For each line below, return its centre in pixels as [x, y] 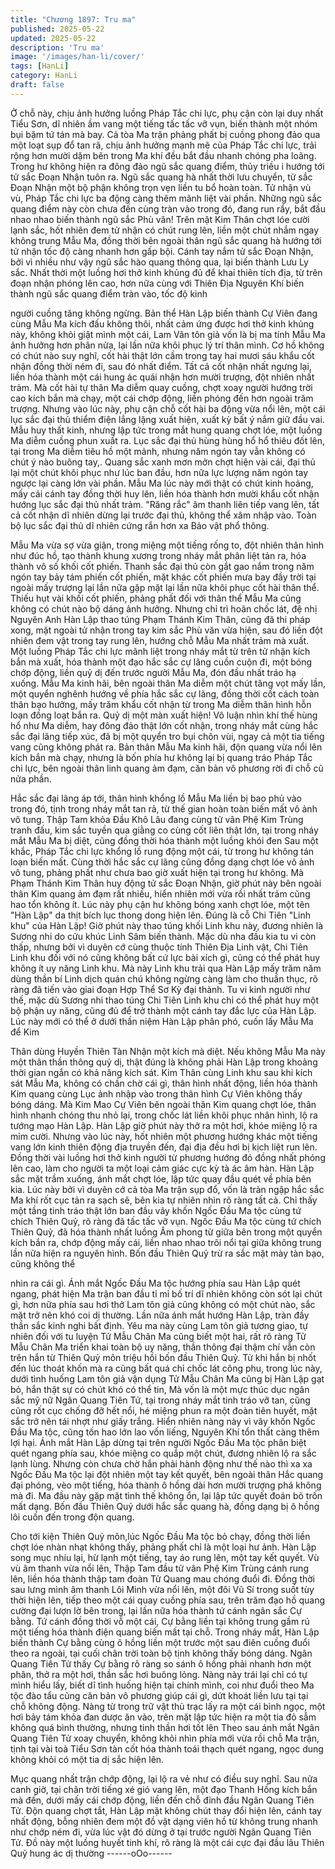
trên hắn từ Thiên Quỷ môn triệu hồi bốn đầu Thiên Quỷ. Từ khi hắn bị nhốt [163, 1357]
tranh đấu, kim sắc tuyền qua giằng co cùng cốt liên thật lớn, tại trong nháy [164, 830]
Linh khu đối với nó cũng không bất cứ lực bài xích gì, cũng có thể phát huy [165, 957]
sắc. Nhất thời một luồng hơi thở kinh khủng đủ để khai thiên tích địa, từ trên [166, 272]
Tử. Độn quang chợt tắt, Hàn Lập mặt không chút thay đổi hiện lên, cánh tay [166, 1810]
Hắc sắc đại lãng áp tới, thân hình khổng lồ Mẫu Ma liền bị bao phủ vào [156, 798]
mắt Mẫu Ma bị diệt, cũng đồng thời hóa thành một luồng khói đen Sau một [164, 840]
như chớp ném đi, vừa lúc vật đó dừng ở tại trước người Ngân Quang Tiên [161, 1832]
